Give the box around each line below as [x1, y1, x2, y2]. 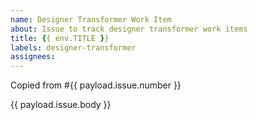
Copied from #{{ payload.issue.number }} [10, 79, 182, 91]
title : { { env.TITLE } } [10, 33, 110, 43]
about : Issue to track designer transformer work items [10, 24, 248, 34]
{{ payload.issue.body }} [10, 99, 112, 111]
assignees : [10, 52, 56, 62]
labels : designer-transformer [10, 42, 137, 53]
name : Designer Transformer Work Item [10, 14, 172, 25]
